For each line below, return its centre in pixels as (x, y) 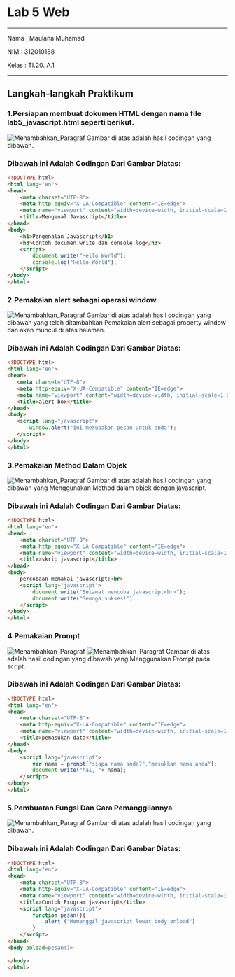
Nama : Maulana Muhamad (46, 38)
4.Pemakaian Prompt (44, 636)
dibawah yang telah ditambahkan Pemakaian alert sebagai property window (116, 323)
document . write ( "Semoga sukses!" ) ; (84, 598)
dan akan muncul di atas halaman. (57, 330)
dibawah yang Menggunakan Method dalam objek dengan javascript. (107, 488)
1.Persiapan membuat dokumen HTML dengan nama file (104, 114)
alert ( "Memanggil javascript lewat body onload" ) (120, 922)
